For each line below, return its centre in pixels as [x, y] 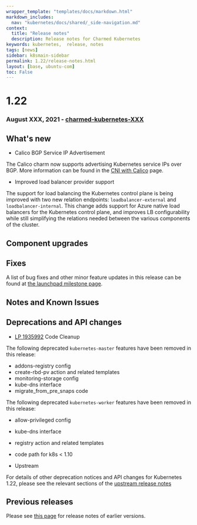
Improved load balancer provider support [64, 182]
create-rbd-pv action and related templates [67, 372]
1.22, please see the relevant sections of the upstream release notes [89, 483]
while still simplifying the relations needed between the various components [98, 218]
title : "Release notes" [40, 34]
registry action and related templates [59, 442]
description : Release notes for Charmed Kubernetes [76, 39]
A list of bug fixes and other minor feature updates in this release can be [94, 277]
